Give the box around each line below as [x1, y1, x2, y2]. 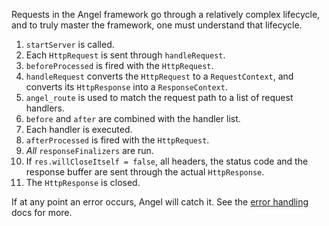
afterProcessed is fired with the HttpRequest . [25, 134, 210, 146]
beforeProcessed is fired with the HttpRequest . [25, 60, 214, 71]
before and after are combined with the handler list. [25, 113, 241, 124]
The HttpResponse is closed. [25, 177, 141, 188]
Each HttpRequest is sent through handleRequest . [25, 49, 226, 61]
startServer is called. [25, 39, 115, 50]
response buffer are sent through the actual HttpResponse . [25, 166, 265, 178]
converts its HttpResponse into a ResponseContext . [25, 81, 228, 93]
